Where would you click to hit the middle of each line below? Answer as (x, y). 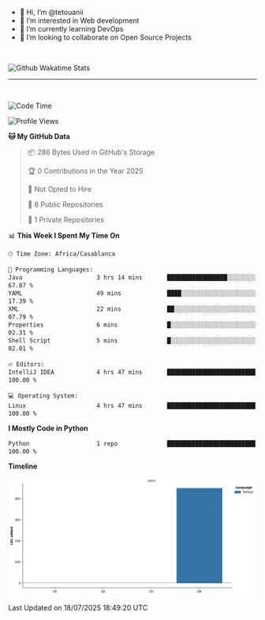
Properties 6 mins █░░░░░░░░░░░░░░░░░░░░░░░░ (132, 325)
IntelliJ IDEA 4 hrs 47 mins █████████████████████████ (132, 372)
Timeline (23, 466)
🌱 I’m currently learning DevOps (71, 29)
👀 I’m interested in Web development (79, 21)
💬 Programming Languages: (50, 270)
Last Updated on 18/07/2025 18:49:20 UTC (78, 608)
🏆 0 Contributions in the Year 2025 (85, 171)
